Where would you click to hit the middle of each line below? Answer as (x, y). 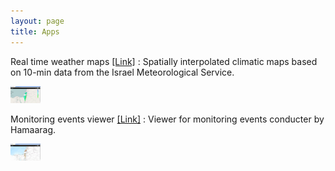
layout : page (37, 21)
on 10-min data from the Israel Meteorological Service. (122, 72)
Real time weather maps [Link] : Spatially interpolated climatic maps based (164, 61)
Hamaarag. (33, 129)
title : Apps (35, 31)
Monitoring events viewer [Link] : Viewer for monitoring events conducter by (167, 119)
